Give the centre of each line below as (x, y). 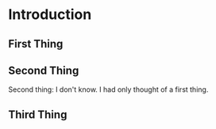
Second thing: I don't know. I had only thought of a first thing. (108, 89)
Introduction (50, 15)
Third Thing (38, 114)
